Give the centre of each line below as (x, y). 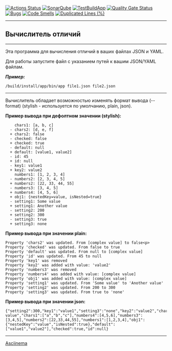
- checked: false (28, 138)
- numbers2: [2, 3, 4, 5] (38, 179)
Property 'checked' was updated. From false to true (63, 247)
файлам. (15, 67)
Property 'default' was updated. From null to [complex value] (74, 252)
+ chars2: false (27, 134)
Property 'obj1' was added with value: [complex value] (66, 278)
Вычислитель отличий (43, 34)
